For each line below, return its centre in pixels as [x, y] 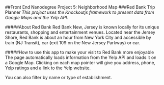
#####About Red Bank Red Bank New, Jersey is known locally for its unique [82, 27]
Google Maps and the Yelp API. [37, 17]
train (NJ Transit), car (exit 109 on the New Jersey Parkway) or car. [73, 43]
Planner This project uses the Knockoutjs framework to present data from [80, 12]
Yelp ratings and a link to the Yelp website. [48, 68]
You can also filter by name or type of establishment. [58, 77]
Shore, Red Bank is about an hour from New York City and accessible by [78, 37]
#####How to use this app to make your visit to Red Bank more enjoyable [80, 52]
